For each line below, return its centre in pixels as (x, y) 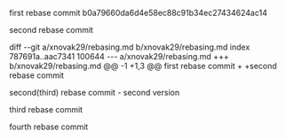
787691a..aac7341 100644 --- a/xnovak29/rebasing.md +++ (119, 56)
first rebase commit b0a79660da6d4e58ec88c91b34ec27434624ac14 (139, 13)
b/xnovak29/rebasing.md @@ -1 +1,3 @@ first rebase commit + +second (143, 66)
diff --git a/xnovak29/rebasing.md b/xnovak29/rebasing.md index (130, 47)
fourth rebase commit (49, 127)
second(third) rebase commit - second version (95, 93)
